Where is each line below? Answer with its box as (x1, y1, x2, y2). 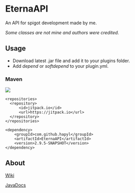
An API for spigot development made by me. (5, 20, 97, 26)
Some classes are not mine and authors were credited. (5, 29, 119, 35)
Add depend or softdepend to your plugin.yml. (12, 63, 109, 69)
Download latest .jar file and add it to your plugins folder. (12, 58, 130, 64)
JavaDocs (5, 182, 26, 188)
